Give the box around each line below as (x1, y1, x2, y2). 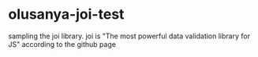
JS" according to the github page (8, 39, 117, 48)
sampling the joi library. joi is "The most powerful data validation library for (8, 31, 251, 41)
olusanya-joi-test (8, 5, 125, 23)
